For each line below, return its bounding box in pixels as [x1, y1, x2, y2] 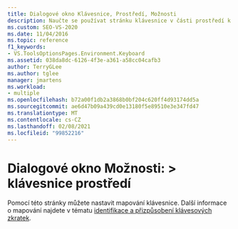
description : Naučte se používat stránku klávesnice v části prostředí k [7, 17, 232, 24]
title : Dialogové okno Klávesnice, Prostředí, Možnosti [7, 10, 177, 18]
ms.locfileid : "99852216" [7, 129, 84, 137]
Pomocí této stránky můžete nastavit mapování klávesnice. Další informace [7, 198, 227, 207]
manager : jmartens [7, 76, 62, 84]
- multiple [7, 90, 40, 97]
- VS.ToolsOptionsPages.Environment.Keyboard [7, 50, 145, 58]
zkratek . [7, 214, 31, 223]
